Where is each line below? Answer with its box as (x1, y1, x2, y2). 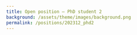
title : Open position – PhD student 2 (6, 8, 102, 15)
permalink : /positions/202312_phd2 (6, 20, 94, 26)
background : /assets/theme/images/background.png (6, 14, 132, 20)
